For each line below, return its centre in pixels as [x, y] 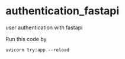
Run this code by [26, 39]
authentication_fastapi [62, 11]
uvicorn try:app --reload [37, 50]
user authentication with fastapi [44, 27]
